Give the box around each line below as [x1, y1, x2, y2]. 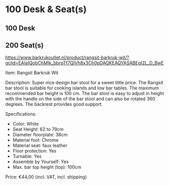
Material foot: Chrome [12, 137, 59, 143]
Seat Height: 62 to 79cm [12, 126, 64, 133]
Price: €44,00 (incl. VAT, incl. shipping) [5, 174, 87, 180]
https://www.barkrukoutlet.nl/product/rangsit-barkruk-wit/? [5, 54, 129, 60]
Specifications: [5, 111, 37, 117]
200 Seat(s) [5, 41, 44, 49]
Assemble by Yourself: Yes [12, 159, 69, 165]
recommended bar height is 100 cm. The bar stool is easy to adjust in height [5, 90, 164, 97]
